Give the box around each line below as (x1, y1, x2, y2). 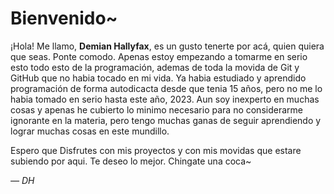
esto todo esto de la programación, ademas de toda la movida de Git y (10, 61, 300, 73)
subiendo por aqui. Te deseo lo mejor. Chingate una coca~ (10, 155, 252, 167)
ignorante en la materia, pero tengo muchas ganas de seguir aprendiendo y (10, 114, 322, 126)
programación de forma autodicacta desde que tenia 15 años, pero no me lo (10, 82, 323, 94)
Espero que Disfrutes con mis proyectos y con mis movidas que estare (10, 144, 302, 156)
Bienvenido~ (10, 7, 118, 30)
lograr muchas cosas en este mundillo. (10, 125, 170, 137)
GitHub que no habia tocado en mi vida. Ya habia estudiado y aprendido (10, 72, 307, 84)
